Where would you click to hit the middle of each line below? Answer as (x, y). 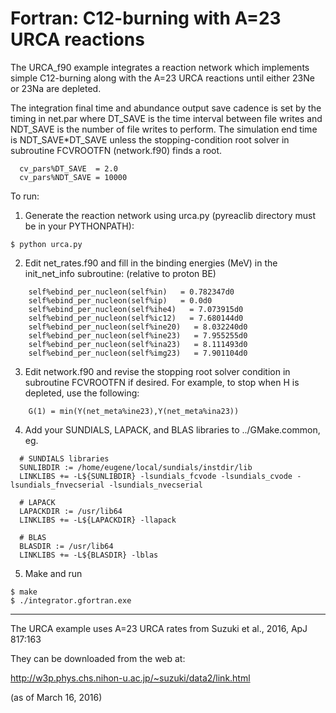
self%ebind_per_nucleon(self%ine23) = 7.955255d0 (138, 335)
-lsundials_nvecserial (155, 485)
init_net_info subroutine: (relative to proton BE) (120, 273)
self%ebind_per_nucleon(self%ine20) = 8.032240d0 (138, 327)
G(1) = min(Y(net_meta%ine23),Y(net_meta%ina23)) (134, 411)
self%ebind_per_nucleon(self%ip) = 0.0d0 (120, 300)
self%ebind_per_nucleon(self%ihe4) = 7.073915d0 (136, 309)
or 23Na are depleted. (56, 88)
